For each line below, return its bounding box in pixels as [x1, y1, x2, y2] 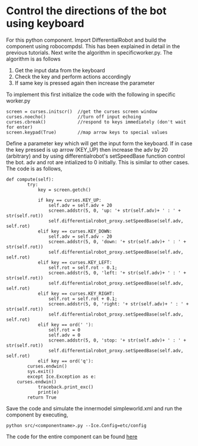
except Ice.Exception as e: [27, 374, 96, 380]
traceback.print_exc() [37, 384, 94, 390]
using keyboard [6, 17, 85, 30]
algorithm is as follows [6, 55, 61, 62]
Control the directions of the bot [6, 4, 167, 18]
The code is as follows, [6, 165, 63, 172]
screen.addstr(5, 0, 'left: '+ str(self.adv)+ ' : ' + [48, 270, 186, 276]
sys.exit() [27, 368, 54, 374]
